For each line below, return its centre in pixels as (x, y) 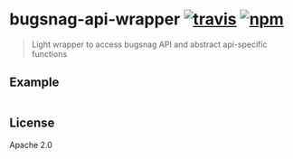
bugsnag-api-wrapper (95, 19)
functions (49, 53)
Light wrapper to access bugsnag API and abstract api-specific (149, 44)
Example (34, 83)
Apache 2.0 (31, 145)
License (32, 123)
